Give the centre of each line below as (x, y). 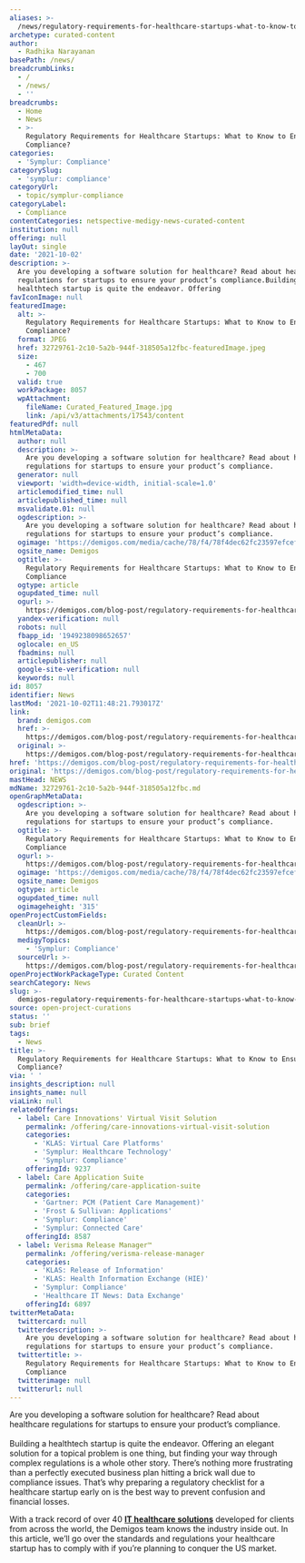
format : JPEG (42, 340)
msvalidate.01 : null (56, 509)
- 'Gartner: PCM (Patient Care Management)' (119, 1203)
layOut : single (38, 247)
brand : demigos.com (54, 720)
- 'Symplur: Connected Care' (89, 1228)
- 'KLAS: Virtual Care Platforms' (99, 1143)
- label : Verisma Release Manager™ (85, 1245)
